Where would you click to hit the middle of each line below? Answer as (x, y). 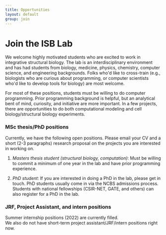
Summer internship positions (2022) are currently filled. (62, 217)
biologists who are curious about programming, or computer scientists (77, 78)
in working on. (20, 148)
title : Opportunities (28, 10)
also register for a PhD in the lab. (46, 194)
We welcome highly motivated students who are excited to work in (73, 57)
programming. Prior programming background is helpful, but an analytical (80, 98)
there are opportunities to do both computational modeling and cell (74, 109)
